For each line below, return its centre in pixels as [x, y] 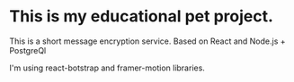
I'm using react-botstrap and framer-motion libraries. [107, 68]
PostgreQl [28, 50]
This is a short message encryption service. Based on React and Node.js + [147, 41]
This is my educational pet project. [142, 16]
